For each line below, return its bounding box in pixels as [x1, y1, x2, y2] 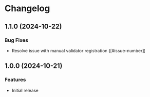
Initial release [11, 87, 38, 93]
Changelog [4, 3, 50, 14]
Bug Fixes [4, 37, 29, 44]
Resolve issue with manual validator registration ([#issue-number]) [11, 48, 146, 53]
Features [4, 76, 26, 83]
